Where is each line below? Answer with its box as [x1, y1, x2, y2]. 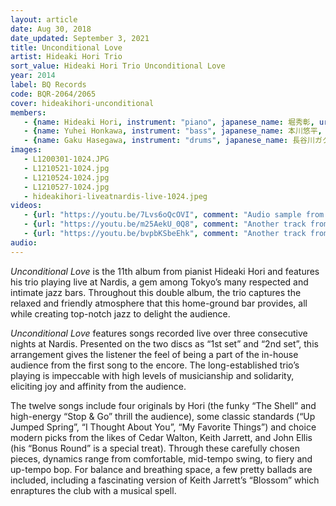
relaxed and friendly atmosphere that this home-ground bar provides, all [10, 297, 308, 309]
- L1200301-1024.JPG [23, 154, 110, 164]
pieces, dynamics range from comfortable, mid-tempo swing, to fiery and [10, 452, 313, 465]
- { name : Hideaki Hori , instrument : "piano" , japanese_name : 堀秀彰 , [23, 117, 315, 127]
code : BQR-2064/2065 [10, 89, 97, 99]
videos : [10, 201, 43, 211]
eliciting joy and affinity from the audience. [10, 380, 187, 392]
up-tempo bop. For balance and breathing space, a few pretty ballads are [10, 463, 313, 475]
